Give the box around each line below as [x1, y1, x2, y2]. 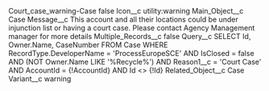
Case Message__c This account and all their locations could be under [8, 14, 239, 24]
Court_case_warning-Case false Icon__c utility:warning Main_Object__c [8, 6, 244, 15]
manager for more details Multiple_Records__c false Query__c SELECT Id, [8, 32, 251, 41]
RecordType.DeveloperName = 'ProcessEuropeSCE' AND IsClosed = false [8, 49, 255, 57]
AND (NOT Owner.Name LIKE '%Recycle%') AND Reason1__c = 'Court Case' [8, 57, 262, 66]
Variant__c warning [8, 74, 72, 83]
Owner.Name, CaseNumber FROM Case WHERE [8, 40, 168, 49]
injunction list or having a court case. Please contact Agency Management [8, 23, 255, 33]
